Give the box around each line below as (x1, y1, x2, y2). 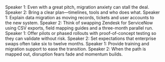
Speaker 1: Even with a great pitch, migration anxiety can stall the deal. (5, 4, 150, 10)
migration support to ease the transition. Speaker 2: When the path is (5, 46, 146, 52)
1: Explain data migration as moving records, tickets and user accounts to (5, 15, 155, 20)
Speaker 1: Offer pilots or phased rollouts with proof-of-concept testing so (5, 31, 157, 36)
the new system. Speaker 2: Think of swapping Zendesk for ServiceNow (5, 20, 153, 26)
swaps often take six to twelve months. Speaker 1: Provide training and (5, 41, 150, 46)
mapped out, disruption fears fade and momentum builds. (5, 51, 123, 57)
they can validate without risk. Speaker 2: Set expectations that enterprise (5, 35, 156, 41)
